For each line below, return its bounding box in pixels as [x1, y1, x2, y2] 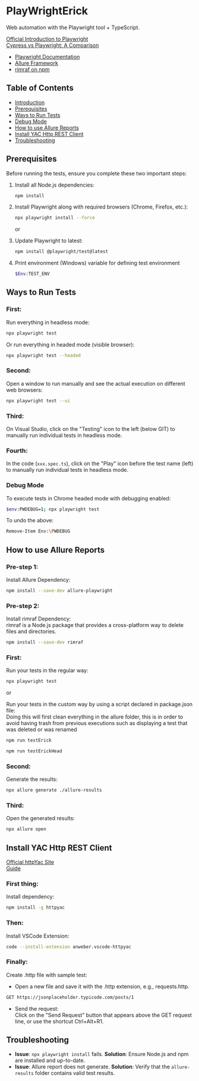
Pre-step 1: [6, 563, 39, 571]
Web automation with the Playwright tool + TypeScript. [6, 24, 140, 31]
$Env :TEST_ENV [14, 271, 50, 277]
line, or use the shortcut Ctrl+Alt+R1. [14, 1017, 104, 1025]
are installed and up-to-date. [14, 1057, 86, 1064]
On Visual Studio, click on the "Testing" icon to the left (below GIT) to [6, 425, 175, 432]
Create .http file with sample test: [6, 971, 87, 978]
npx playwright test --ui [6, 398, 70, 404]
